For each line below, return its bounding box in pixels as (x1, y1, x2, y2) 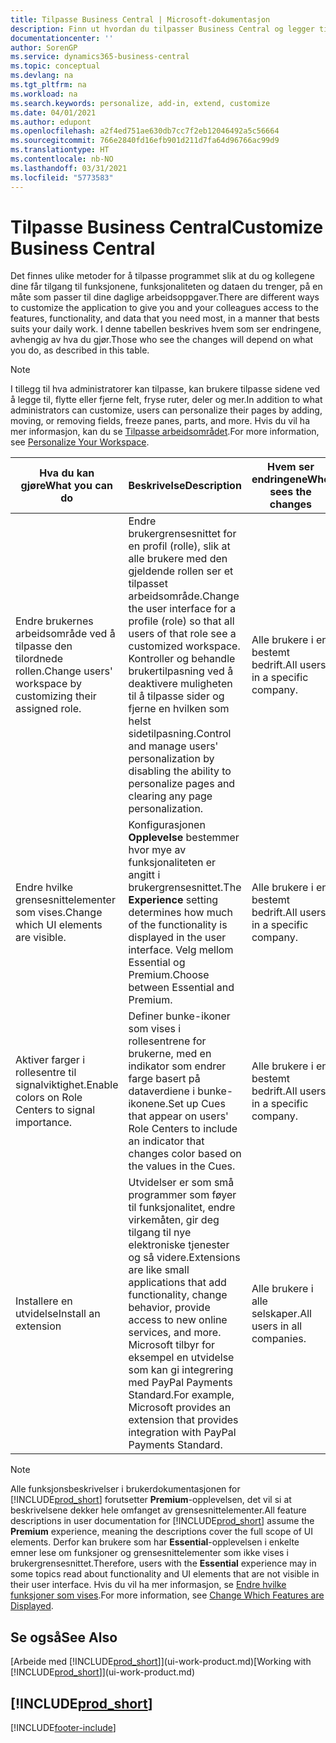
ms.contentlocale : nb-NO (10, 154, 114, 164)
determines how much (128, 906, 233, 920)
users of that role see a (128, 627, 237, 641)
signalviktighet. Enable (15, 1078, 119, 1092)
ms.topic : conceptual (10, 61, 101, 71)
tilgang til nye (128, 1226, 192, 1240)
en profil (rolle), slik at (128, 539, 231, 553)
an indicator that (128, 1134, 205, 1148)
